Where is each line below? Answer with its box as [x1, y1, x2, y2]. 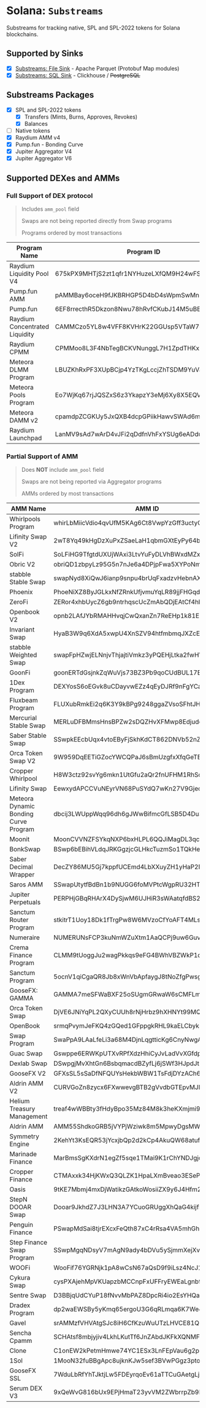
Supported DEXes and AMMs [6, 173, 120, 183]
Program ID [126, 247, 161, 256]
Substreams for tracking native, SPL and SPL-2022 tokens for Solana [6, 24, 180, 31]
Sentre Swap [9, 1291, 47, 1300]
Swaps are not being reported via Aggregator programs [21, 478, 162, 485]
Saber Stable [9, 732, 47, 740]
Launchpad [9, 434, 42, 442]
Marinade [9, 1150, 37, 1159]
